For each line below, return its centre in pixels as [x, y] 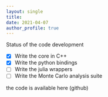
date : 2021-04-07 [27, 22]
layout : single [25, 11]
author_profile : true [33, 28]
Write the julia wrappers [43, 69]
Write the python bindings [46, 63]
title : [14, 17]
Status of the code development [45, 45]
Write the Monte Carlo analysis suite [58, 76]
